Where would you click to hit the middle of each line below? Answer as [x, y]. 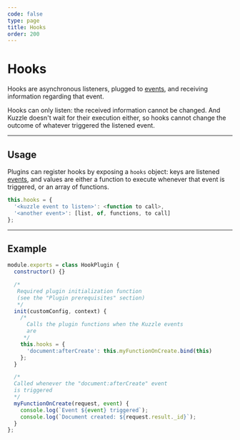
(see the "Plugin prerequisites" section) [81, 298]
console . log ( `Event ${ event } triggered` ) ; [84, 410]
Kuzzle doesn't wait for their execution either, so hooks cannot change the [117, 118]
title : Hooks [27, 27]
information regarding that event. [56, 96]
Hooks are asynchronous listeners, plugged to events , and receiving [108, 89]
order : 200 [24, 34]
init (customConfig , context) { [60, 311]
